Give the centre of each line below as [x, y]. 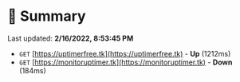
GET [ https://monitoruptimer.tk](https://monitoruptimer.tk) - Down [126, 62]
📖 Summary [47, 16]
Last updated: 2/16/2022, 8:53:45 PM [71, 38]
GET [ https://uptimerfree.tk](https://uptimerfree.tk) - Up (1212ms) [125, 53]
